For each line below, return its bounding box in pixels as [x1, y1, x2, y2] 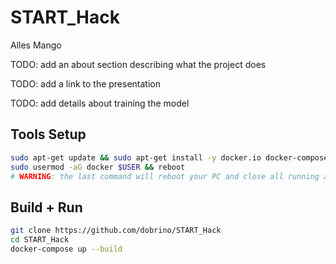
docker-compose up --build [10, 244, 123, 254]
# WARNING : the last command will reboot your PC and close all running [10, 171, 320, 181]
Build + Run [10, 199, 83, 216]
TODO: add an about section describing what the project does [10, 58, 267, 70]
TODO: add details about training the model [10, 97, 190, 109]
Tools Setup [10, 126, 87, 143]
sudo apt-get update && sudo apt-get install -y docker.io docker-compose [10, 152, 329, 163]
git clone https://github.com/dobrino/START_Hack [10, 226, 222, 236]
